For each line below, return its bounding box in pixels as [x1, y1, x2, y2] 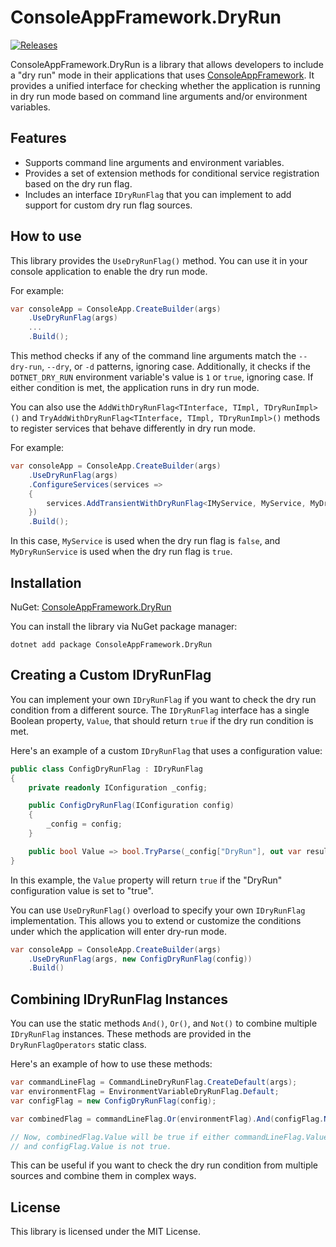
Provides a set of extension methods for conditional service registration [24, 167, 320, 179]
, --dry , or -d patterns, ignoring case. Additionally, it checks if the [41, 361, 312, 373]
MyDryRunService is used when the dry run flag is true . [10, 546, 233, 558]
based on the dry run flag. [24, 177, 133, 190]
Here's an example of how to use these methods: [10, 1058, 213, 1070]
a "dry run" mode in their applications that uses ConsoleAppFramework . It [10, 69, 315, 81]
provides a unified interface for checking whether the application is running [10, 79, 321, 91]
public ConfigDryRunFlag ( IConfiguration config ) [28, 801, 235, 811]
